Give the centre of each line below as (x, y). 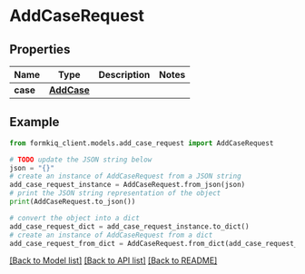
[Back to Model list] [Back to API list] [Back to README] (113, 260)
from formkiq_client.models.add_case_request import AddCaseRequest (142, 143)
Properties (40, 49)
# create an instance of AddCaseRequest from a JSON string (126, 176)
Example (34, 122)
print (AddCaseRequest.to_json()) (73, 202)
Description (124, 75)
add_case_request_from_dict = (67, 243)
